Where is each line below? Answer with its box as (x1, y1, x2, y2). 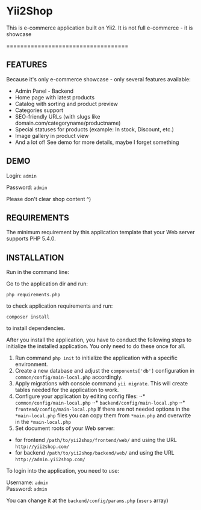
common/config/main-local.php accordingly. (14, 373, 123, 381)
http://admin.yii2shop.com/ (14, 456, 85, 463)
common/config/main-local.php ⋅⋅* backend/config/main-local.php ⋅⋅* (14, 399, 185, 406)
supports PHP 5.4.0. (6, 235, 56, 242)
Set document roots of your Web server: (14, 424, 116, 432)
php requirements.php (6, 292, 61, 298)
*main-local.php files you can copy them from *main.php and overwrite (14, 412, 191, 419)
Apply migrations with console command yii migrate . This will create (14, 380, 188, 387)
